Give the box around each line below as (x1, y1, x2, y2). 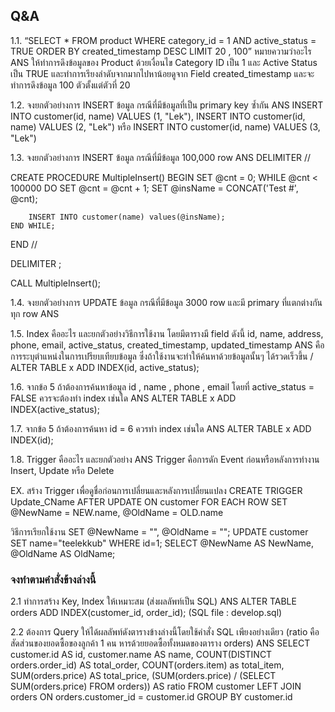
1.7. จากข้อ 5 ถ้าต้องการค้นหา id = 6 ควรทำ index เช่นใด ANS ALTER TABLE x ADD (10, 422, 312, 434)
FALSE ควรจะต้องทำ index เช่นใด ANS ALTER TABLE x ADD (10, 392, 237, 404)
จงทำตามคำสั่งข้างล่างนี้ (10, 572, 97, 586)
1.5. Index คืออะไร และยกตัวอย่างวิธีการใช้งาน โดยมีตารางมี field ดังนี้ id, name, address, (10, 327, 324, 339)
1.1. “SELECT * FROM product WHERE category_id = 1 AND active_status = (10, 34, 317, 46)
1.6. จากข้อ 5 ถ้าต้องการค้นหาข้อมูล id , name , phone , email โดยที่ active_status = (10, 380, 315, 393)
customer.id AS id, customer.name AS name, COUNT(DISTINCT (10, 649, 273, 661)
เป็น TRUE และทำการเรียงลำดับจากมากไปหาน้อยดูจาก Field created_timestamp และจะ (10, 67, 315, 79)
